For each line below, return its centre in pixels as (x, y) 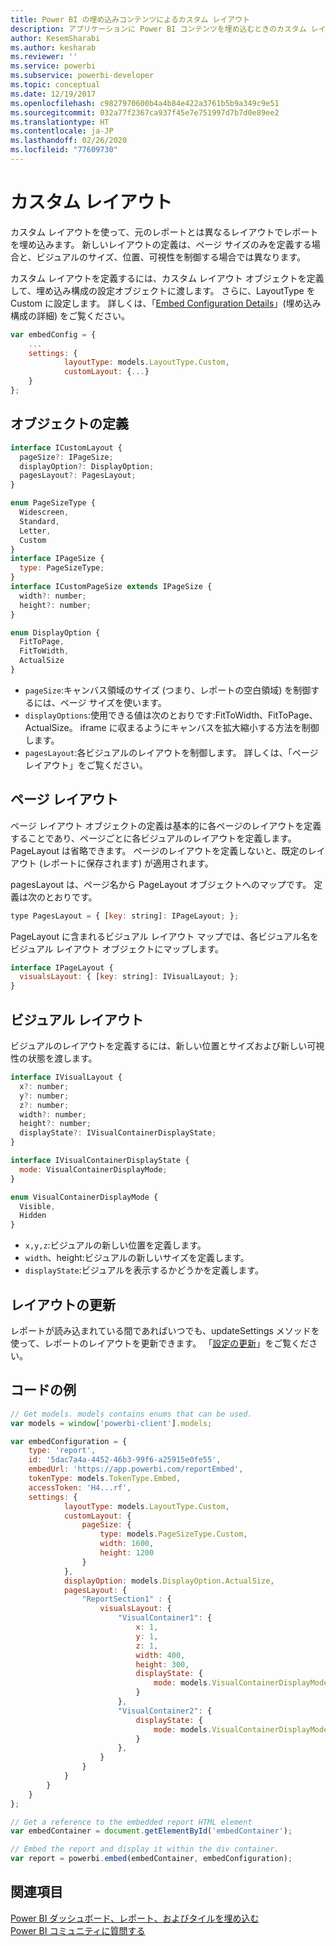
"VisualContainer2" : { (165, 1711)
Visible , (37, 1206)
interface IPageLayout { (62, 967)
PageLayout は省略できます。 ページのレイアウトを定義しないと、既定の (159, 850)
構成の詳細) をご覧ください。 (70, 315)
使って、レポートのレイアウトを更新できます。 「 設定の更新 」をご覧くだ (160, 1343)
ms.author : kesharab (53, 47)
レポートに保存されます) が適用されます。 (128, 863)
